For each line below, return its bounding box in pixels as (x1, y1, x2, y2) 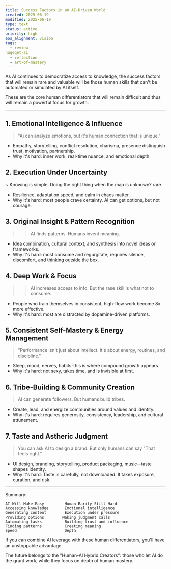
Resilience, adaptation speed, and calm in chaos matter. (12, 192, 130, 198)
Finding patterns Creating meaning (5, 523, 101, 529)
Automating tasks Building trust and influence (5, 519, 129, 524)
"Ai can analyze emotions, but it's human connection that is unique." (17, 133, 161, 139)
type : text (5, 21, 28, 27)
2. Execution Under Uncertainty (5, 168, 108, 177)
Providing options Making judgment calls (5, 514, 110, 520)
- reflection (10, 55, 38, 60)
